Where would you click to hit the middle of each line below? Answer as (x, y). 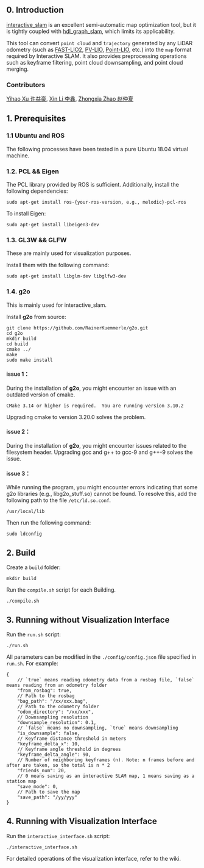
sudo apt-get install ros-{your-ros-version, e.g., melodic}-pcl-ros (97, 203)
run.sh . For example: (33, 663)
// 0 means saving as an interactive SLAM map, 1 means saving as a (106, 776)
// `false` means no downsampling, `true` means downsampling (98, 728)
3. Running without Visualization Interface (88, 619)
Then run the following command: (49, 523)
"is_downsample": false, (49, 733)
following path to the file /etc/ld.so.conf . (59, 500)
